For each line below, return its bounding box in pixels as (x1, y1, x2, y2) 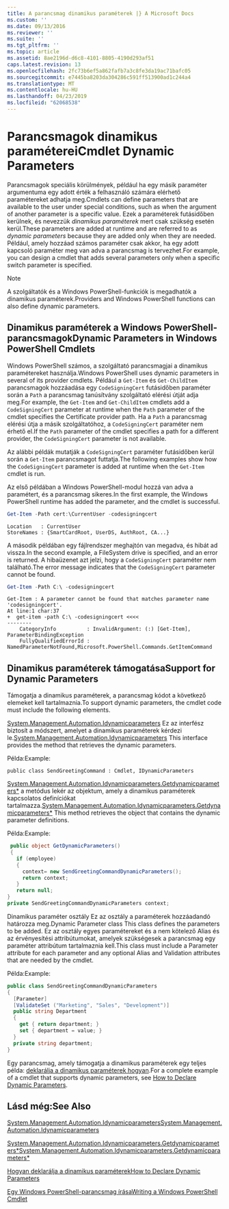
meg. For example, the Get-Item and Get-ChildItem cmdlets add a (7, 398, 190, 406)
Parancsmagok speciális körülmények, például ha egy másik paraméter (7, 180, 207, 189)
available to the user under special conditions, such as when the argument (7, 202, 217, 211)
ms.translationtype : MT (7, 80, 75, 87)
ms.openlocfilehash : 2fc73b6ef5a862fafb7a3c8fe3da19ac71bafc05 (7, 67, 191, 74)
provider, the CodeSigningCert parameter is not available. (7, 434, 167, 442)
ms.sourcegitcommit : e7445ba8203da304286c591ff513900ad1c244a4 (7, 73, 191, 81)
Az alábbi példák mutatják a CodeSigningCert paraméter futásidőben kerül (7, 447, 214, 456)
